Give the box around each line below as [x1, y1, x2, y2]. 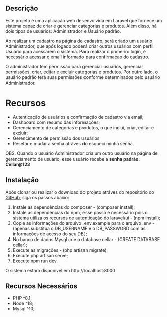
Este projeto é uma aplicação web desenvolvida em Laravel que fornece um [5, 17, 162, 23]
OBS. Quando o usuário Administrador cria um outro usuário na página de [5, 150, 158, 156]
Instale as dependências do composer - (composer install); [12, 204, 135, 210]
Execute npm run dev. [12, 258, 58, 264]
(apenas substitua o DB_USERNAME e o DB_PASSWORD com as [12, 225, 146, 231]
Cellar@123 [5, 161, 30, 167]
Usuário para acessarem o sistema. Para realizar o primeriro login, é [5, 48, 146, 54]
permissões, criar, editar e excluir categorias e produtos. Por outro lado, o [5, 69, 158, 75]
